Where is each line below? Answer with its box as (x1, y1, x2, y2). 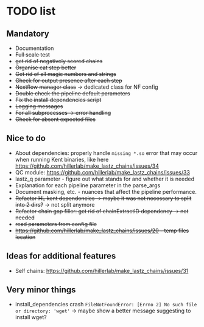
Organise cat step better (15, 64, 77, 71)
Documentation (15, 44, 54, 52)
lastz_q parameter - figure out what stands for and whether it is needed (15, 175, 195, 182)
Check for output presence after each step (15, 77, 123, 84)
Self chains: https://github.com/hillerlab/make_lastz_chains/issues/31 (15, 267, 189, 274)
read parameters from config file (15, 220, 97, 227)
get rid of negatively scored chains (15, 58, 103, 64)
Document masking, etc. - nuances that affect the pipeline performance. (15, 188, 197, 195)
